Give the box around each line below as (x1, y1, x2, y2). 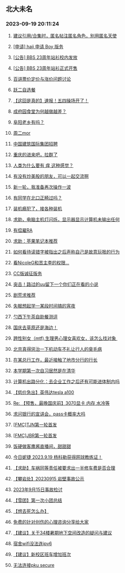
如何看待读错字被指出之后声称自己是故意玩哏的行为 (13, 249, 120, 255)
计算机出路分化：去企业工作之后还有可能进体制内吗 (13, 378, 120, 384)
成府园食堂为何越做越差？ (13, 108, 67, 114)
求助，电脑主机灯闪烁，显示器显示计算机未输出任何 (13, 216, 120, 222)
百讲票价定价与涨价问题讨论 (13, 76, 71, 82)
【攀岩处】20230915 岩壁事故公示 (13, 475, 85, 481)
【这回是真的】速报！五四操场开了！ (13, 97, 89, 103)
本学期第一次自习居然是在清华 (13, 368, 75, 374)
